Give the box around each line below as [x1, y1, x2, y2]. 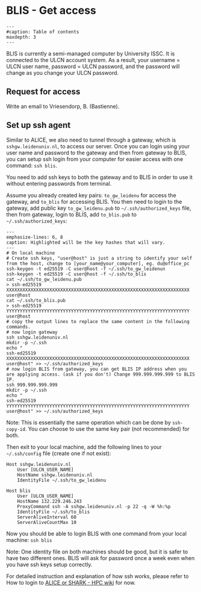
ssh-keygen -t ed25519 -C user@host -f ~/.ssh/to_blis [6, 271, 147, 277]
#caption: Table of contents [6, 28, 79, 35]
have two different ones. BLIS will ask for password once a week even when [6, 554, 195, 561]
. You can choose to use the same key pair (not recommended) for [25, 425, 190, 432]
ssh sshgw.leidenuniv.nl [6, 334, 69, 341]
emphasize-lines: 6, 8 [6, 234, 63, 240]
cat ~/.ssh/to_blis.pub [6, 297, 66, 303]
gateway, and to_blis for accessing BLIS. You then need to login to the [6, 198, 182, 205]
